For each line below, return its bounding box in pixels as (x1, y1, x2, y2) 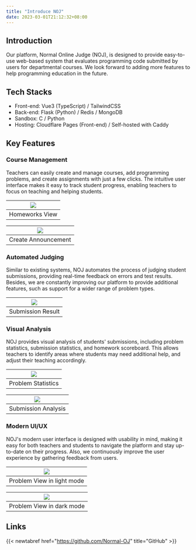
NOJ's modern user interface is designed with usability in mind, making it (6, 435, 183, 443)
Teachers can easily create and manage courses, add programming (6, 169, 170, 176)
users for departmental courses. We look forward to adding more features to (6, 64, 190, 71)
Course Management (6, 156, 68, 164)
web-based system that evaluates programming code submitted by (16, 57, 178, 64)
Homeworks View (9, 210, 57, 218)
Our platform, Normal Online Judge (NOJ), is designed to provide (6, 51, 163, 59)
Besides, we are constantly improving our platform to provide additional (6, 279, 178, 286)
